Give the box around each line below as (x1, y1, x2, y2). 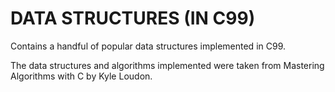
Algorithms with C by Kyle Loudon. (10, 70, 153, 82)
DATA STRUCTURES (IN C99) (10, 7, 256, 30)
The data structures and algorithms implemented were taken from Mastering (10, 59, 325, 71)
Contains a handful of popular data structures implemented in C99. (10, 40, 286, 52)
